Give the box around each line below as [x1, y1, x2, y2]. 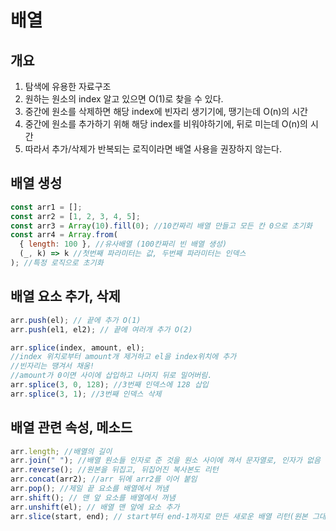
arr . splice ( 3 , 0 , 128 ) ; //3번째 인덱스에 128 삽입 [10, 380, 209, 390]
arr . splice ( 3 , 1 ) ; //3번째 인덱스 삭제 [10, 389, 162, 399]
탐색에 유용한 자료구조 [24, 81, 112, 92]
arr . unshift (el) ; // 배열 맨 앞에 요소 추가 [10, 502, 180, 512]
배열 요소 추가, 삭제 [10, 288, 121, 305]
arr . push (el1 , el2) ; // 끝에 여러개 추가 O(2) [10, 324, 193, 335]
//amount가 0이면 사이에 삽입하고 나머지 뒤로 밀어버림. [10, 371, 213, 381]
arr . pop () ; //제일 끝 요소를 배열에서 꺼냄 [10, 484, 170, 494]
